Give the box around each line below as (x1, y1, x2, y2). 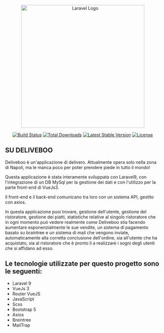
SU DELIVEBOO (5, 146, 53, 154)
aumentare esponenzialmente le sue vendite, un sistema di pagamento (5, 224, 149, 230)
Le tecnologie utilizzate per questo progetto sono (5, 260, 160, 268)
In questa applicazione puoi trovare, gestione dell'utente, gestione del (5, 209, 147, 214)
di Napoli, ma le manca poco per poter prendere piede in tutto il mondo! (5, 164, 151, 170)
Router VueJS (12, 291, 41, 297)
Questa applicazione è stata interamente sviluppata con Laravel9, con (5, 174, 147, 180)
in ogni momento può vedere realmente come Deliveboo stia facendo (5, 219, 146, 225)
